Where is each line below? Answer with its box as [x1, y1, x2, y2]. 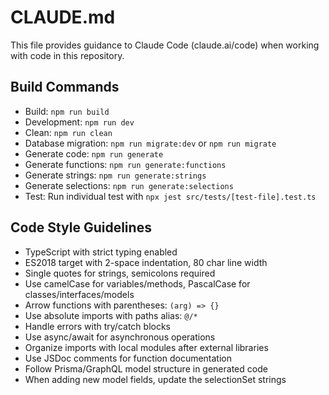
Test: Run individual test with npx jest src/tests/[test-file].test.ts [24, 190, 317, 202]
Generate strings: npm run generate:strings [24, 169, 207, 181]
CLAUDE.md [10, 6, 116, 29]
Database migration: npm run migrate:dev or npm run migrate [24, 137, 277, 149]
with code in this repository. [10, 49, 125, 61]
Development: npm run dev [24, 116, 135, 128]
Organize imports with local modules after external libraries [24, 341, 269, 353]
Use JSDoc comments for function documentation [24, 352, 232, 364]
